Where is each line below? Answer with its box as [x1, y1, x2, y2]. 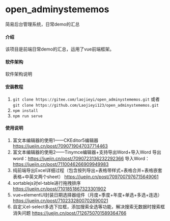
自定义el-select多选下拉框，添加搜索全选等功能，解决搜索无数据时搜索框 [12, 203, 165, 210]
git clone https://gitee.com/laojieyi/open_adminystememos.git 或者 [12, 96, 160, 102]
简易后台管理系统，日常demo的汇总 [5, 21, 80, 27]
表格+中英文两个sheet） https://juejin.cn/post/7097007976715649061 [12, 174, 159, 180]
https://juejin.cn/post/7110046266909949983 [12, 161, 109, 167]
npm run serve [12, 113, 43, 118]
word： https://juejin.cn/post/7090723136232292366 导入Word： [12, 155, 150, 161]
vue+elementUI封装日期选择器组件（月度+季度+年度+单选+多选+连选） [12, 191, 162, 198]
